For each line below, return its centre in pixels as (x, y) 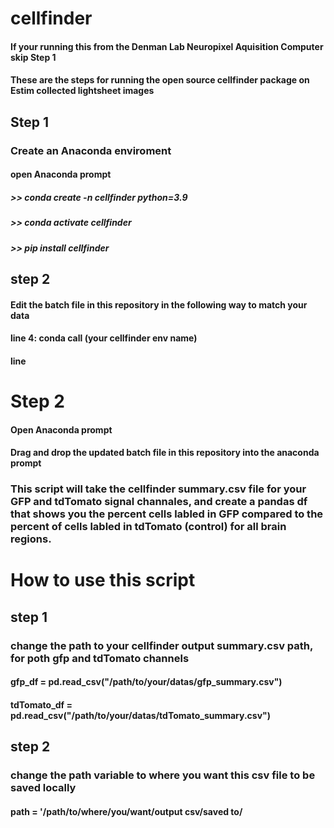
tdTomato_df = (41, 704)
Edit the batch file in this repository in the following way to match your (159, 304)
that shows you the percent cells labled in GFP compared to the (167, 514)
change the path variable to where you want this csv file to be (163, 775)
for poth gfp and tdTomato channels (100, 658)
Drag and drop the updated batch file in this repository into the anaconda (165, 453)
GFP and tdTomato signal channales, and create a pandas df (159, 502)
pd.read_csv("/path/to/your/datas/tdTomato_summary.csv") (141, 715)
